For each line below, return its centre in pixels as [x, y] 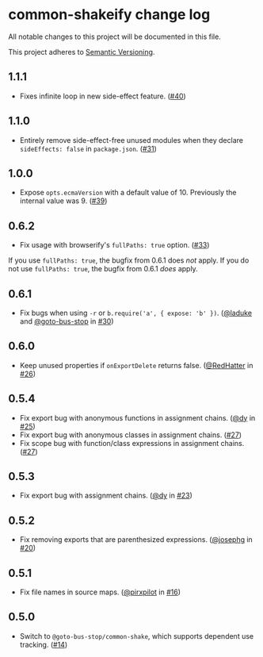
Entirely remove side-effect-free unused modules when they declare [131, 140]
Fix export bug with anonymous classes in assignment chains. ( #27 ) [131, 435]
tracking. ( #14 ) [44, 644]
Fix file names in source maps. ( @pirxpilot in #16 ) [100, 592]
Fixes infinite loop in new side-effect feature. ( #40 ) [103, 96]
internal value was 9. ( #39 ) [63, 201]
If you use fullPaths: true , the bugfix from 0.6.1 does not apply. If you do [129, 260]
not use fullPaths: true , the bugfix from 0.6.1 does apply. [103, 269]
